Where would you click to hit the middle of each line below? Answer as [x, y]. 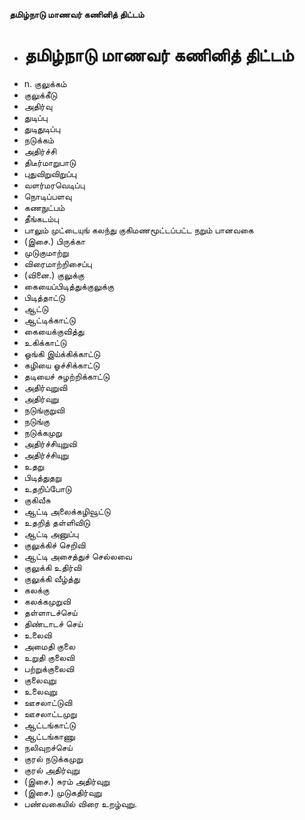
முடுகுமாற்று [46, 252]
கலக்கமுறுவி [47, 601]
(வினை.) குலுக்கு [54, 275]
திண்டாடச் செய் [53, 623]
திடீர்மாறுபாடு [50, 162]
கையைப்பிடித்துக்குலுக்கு [69, 286]
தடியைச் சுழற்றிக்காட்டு [66, 376]
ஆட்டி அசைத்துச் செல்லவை [77, 556]
